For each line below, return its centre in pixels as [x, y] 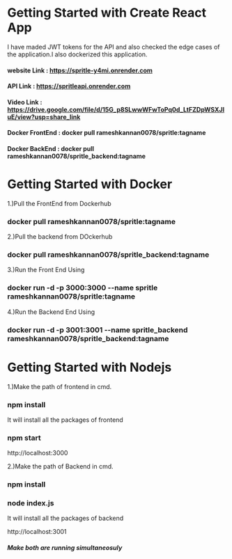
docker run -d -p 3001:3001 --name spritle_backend [98, 330]
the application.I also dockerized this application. [77, 54]
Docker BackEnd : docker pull [51, 148]
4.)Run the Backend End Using [51, 312]
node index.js [31, 503]
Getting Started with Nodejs [90, 367]
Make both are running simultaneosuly [65, 548]
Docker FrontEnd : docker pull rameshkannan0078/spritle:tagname [107, 133]
